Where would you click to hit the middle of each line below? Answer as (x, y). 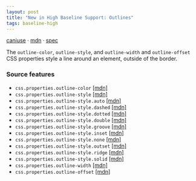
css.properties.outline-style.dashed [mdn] (71, 107)
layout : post (23, 12)
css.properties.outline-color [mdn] (61, 87)
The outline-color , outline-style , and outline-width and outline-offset (98, 52)
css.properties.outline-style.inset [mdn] (69, 133)
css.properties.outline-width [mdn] (61, 165)
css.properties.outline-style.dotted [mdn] (71, 114)
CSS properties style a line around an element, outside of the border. (92, 59)
